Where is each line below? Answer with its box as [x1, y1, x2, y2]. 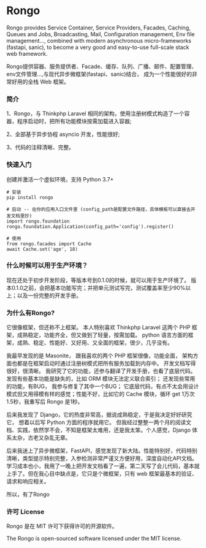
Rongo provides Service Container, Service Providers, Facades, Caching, [6, 24, 191, 31]
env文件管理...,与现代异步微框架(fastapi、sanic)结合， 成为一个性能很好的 [6, 70, 192, 77]
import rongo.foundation [6, 218, 70, 224]
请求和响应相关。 [6, 478, 50, 485]
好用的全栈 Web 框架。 [11, 78, 69, 85]
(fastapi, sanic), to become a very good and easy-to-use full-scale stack [6, 44, 189, 51]
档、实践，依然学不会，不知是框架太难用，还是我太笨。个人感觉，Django [6, 427, 191, 434]
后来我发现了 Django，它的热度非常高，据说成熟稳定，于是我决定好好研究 [6, 411, 193, 419]
